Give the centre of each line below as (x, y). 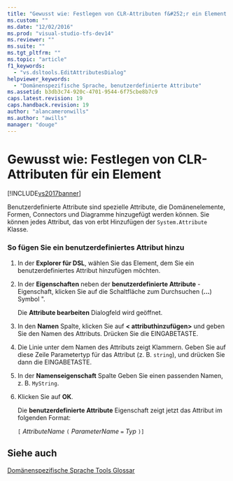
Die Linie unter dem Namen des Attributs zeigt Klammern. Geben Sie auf (121, 347)
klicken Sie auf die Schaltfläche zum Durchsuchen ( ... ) (133, 291)
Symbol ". (31, 299)
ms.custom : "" (28, 20)
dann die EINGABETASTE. (55, 362)
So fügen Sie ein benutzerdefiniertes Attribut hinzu (96, 248)
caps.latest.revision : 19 (45, 99)
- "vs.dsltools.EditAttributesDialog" (70, 72)
